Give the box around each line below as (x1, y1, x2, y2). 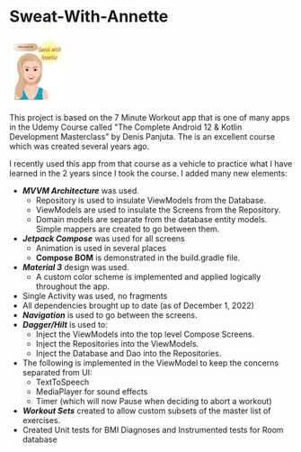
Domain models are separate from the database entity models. (35, 214, 268, 225)
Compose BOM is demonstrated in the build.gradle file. (35, 252, 241, 263)
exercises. (22, 415, 61, 426)
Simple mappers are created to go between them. (35, 223, 220, 235)
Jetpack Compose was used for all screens (22, 233, 186, 244)
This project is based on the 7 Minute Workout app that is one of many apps (9, 113, 290, 123)
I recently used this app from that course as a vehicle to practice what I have (9, 158, 293, 169)
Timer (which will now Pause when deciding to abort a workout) (35, 396, 272, 407)
